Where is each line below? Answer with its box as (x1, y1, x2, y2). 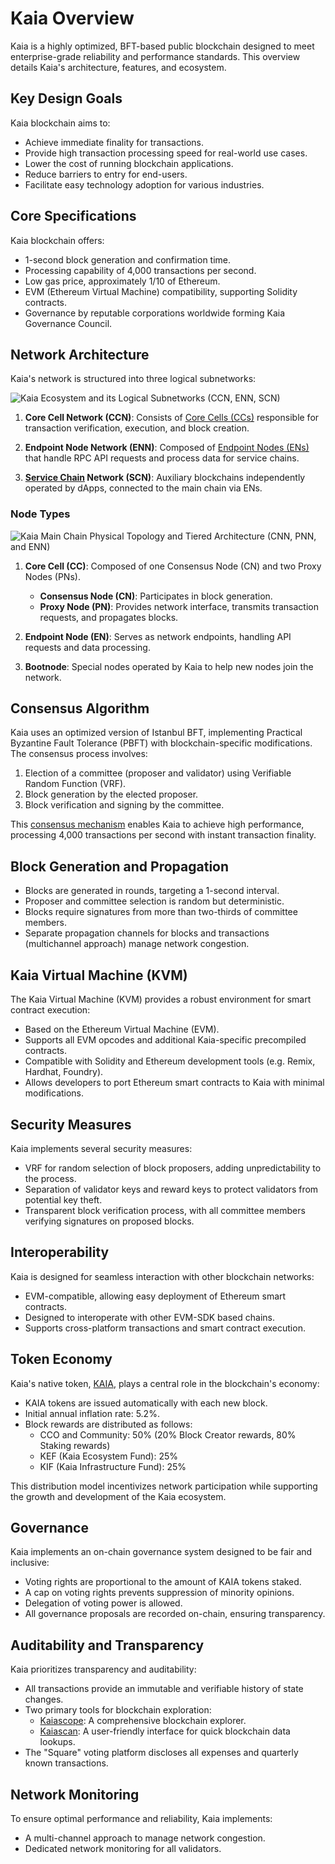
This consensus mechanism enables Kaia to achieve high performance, (10, 818, 305, 831)
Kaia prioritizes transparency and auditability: (10, 1663, 197, 1676)
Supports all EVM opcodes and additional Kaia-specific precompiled (24, 1034, 307, 1046)
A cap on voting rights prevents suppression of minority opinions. (24, 1587, 295, 1599)
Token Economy (10, 1351, 113, 1368)
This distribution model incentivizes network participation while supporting (10, 1480, 318, 1492)
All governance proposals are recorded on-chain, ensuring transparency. (24, 1608, 326, 1620)
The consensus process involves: (10, 748, 148, 760)
